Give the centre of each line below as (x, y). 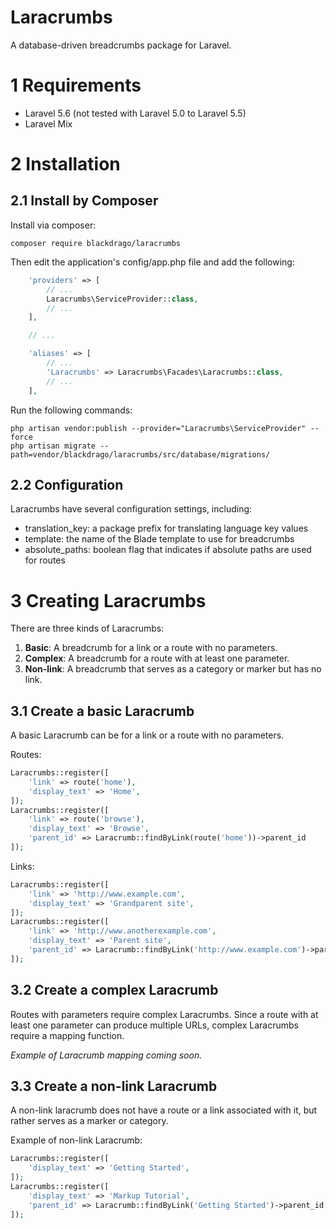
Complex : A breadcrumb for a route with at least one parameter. (157, 658)
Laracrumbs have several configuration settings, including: (131, 509)
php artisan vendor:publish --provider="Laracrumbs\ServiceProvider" (158, 428)
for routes (45, 560)
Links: (22, 866)
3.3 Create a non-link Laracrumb (114, 1086)
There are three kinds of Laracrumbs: (87, 628)
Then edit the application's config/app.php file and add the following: (152, 262)
